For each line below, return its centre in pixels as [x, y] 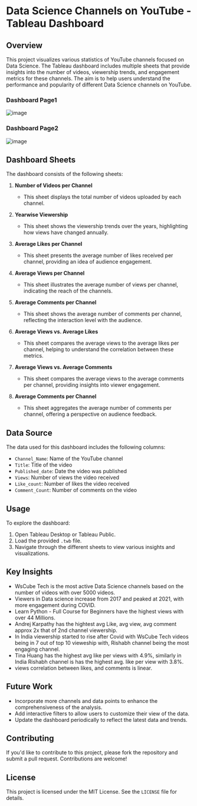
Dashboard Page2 [32, 129]
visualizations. [32, 553]
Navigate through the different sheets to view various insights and [95, 547]
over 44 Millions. [35, 618]
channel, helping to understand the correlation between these [98, 349]
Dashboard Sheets [41, 160]
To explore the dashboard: [38, 523]
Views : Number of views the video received [67, 477]
